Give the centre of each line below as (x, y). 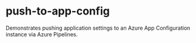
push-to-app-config (58, 11)
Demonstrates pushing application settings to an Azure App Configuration (98, 28)
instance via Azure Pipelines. (42, 34)
